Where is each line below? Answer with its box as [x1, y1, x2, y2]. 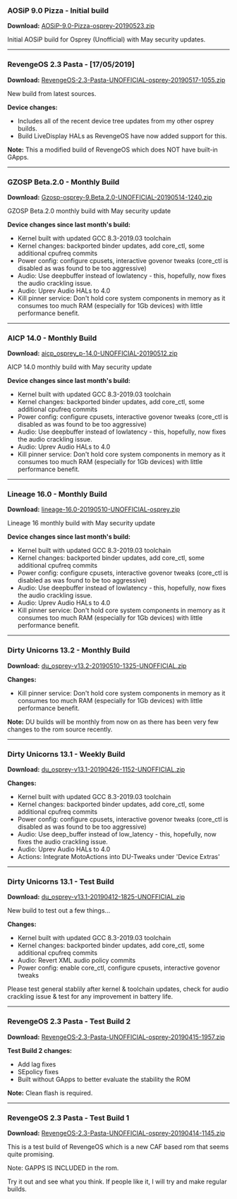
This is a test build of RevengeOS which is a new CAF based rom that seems [7, 1142, 229, 1151]
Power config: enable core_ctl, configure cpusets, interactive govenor [17, 963, 221, 972]
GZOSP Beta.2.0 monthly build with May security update [7, 207, 171, 215]
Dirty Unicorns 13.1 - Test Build [7, 877, 114, 887]
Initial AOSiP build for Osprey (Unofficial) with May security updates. [7, 35, 206, 44]
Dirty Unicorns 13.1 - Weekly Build [7, 749, 126, 759]
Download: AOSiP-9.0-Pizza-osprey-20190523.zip [7, 22, 155, 30]
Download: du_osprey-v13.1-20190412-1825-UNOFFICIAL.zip [7, 893, 186, 901]
